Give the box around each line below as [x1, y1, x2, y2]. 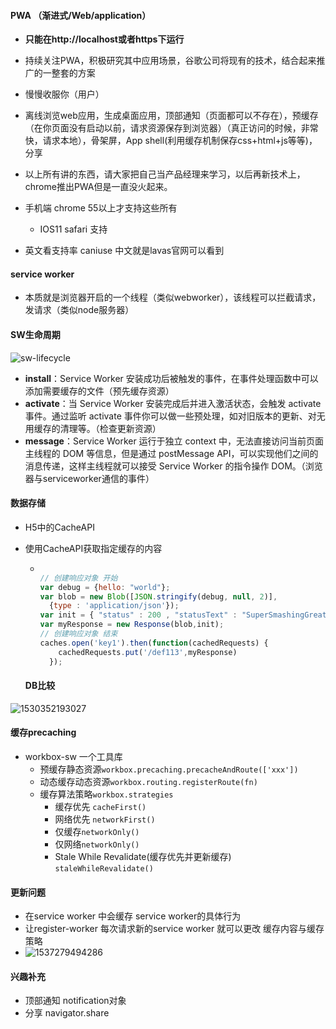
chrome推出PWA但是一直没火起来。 [24, 181, 173, 193]
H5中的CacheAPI [24, 521, 95, 533]
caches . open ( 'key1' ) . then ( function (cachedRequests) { [39, 638, 269, 648]
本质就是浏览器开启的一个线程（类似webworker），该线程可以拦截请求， [24, 291, 322, 304]
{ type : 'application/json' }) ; [48, 601, 180, 611]
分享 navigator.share [24, 1007, 110, 1019]
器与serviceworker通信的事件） [24, 472, 155, 484]
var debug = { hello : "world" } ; [39, 582, 171, 592]
